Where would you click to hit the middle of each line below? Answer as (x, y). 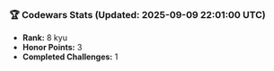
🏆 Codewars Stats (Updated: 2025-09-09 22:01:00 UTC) (138, 14)
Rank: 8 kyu (44, 38)
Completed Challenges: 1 (70, 57)
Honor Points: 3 (52, 48)
